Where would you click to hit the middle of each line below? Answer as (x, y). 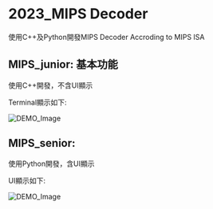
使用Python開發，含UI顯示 (51, 164)
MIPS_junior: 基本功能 (63, 65)
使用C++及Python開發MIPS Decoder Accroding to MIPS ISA (106, 37)
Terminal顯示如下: (37, 102)
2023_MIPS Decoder (78, 14)
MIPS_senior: (42, 143)
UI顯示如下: (27, 180)
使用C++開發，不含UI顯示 (51, 85)
